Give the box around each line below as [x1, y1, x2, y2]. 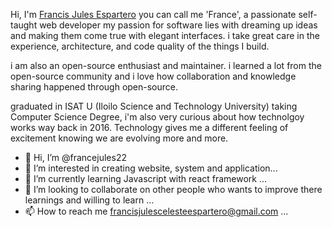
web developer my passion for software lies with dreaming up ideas [39, 19, 318, 31]
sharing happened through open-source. [10, 81, 179, 93]
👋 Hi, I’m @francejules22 [24, 152, 127, 163]
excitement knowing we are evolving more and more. [10, 132, 229, 144]
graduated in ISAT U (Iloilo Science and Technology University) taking [10, 100, 298, 112]
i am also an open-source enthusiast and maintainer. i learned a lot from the [10, 60, 322, 71]
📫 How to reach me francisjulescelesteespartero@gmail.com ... [24, 205, 289, 217]
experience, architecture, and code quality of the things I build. [10, 40, 270, 52]
